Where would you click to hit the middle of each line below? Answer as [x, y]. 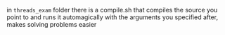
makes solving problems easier [52, 24]
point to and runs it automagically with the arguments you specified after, [112, 17]
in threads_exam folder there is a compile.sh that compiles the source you [112, 10]
